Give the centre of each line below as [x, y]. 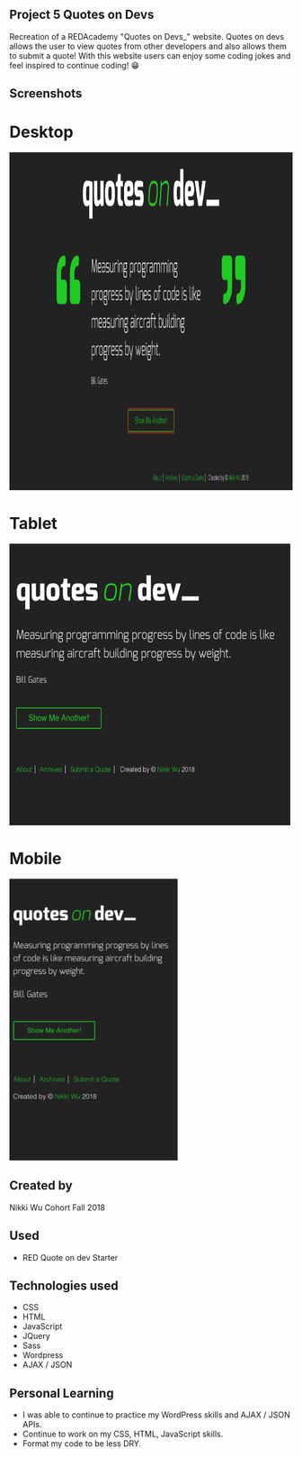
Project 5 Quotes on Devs [82, 15]
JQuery [36, 1336]
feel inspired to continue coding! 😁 [74, 65]
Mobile [36, 859]
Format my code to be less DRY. [82, 1444]
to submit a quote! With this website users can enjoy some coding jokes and [150, 55]
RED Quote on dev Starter [70, 1257]
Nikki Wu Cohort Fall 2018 [58, 1207]
